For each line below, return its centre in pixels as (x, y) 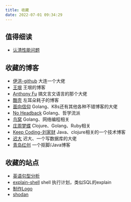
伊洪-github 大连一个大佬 (39, 81)
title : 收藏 (17, 10)
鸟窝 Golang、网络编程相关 (41, 119)
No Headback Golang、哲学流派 (46, 113)
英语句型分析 (26, 176)
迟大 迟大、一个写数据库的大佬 (45, 139)
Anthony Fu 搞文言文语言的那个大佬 (50, 94)
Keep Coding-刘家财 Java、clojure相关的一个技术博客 (69, 132)
